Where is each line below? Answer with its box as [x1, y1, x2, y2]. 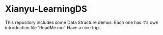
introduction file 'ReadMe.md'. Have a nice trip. [5, 24, 100, 30]
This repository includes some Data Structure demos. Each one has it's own [5, 19, 159, 25]
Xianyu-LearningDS [5, 3, 87, 15]
